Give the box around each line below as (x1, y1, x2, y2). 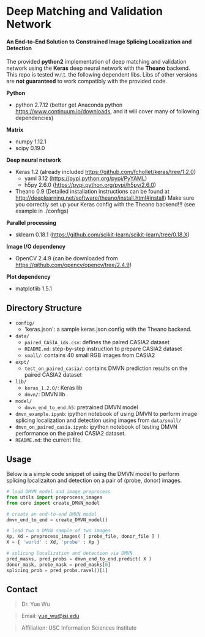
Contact (6, 584, 38, 595)
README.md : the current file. (15, 436, 83, 443)
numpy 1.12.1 (15, 138, 47, 145)
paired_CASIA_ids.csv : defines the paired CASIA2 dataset (24, 339, 170, 346)
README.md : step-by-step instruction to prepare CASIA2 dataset (24, 345, 182, 353)
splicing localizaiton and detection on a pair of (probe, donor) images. (6, 477, 182, 484)
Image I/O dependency (6, 243, 66, 251)
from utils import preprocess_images (6, 494, 103, 500)
